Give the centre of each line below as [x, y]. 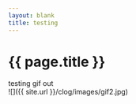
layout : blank [32, 15]
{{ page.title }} [57, 62]
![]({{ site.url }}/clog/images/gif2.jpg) [68, 92]
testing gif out [31, 84]
